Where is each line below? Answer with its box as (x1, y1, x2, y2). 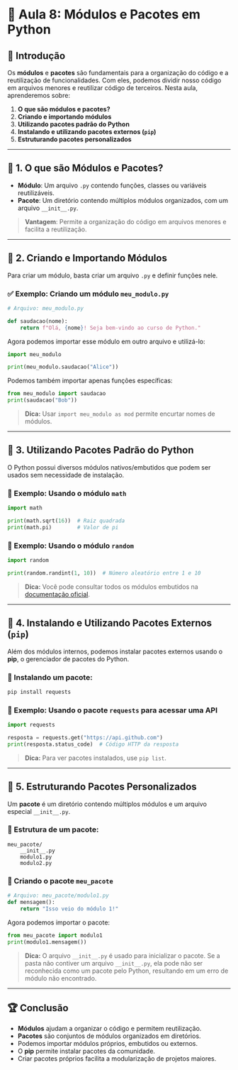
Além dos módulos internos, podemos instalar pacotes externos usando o (7, 647, 223, 656)
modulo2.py (20, 859, 52, 866)
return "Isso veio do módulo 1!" (20, 905, 119, 912)
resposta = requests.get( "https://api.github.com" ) (7, 734, 163, 741)
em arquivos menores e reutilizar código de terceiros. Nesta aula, (7, 84, 198, 92)
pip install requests (7, 688, 72, 695)
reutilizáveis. (17, 188, 55, 197)
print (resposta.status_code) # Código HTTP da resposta (7, 741, 179, 748)
